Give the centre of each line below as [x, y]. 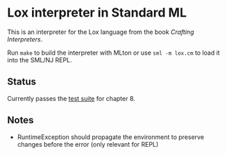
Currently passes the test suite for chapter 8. [71, 98]
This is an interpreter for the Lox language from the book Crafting [101, 32]
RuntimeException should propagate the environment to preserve [111, 137]
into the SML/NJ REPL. [40, 60]
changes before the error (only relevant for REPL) [88, 144]
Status [22, 82]
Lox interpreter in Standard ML [97, 13]
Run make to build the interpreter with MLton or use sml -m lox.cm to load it [113, 53]
